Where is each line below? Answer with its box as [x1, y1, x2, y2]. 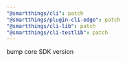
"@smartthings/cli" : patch [6, 10, 84, 17]
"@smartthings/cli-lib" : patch [6, 22, 96, 29]
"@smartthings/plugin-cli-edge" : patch [6, 16, 121, 23]
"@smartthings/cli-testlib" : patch [6, 29, 108, 36]
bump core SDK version [6, 48, 74, 56]
